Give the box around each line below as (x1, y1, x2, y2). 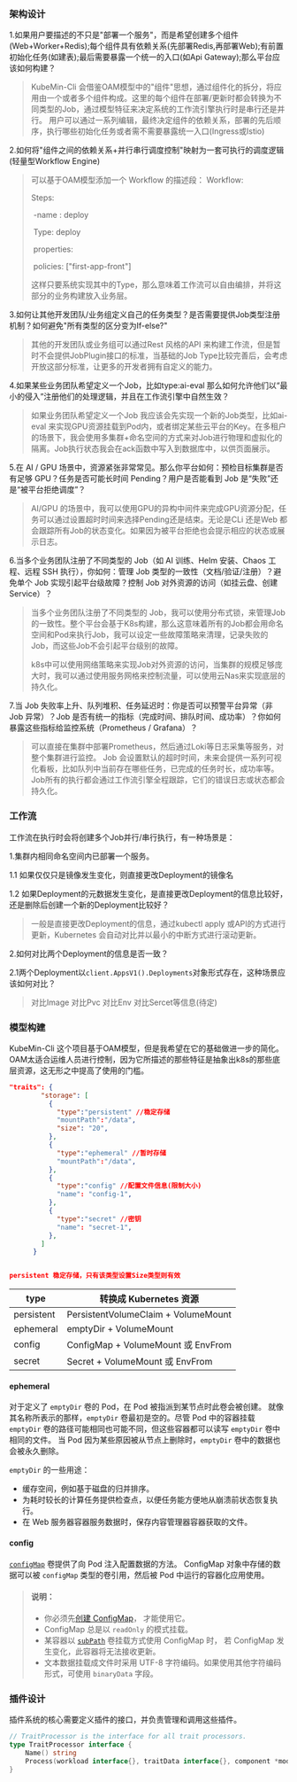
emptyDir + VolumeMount (66, 1323, 174, 1335)
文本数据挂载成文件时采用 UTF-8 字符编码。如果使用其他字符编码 (43, 1657, 282, 1668)
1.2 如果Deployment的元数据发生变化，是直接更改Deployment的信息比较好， (9, 888, 288, 899)
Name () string (25, 1748, 77, 1757)
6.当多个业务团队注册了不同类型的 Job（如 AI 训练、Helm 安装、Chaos (9, 556, 267, 566)
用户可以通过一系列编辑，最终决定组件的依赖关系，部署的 (48, 115, 258, 126)
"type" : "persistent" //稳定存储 (56, 1108, 171, 1117)
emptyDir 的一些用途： (9, 1465, 90, 1475)
